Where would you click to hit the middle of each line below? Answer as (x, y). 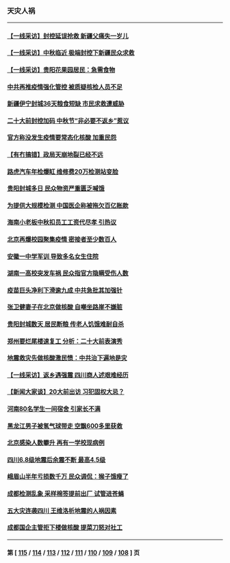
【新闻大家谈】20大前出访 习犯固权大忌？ (66, 392)
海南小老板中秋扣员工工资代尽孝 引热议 (62, 222)
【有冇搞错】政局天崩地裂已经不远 (55, 155)
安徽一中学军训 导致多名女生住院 (53, 256)
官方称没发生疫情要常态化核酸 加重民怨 (62, 138)
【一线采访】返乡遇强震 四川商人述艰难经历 (68, 375)
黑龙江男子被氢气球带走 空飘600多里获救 (65, 425)
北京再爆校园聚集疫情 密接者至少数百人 (62, 239)
